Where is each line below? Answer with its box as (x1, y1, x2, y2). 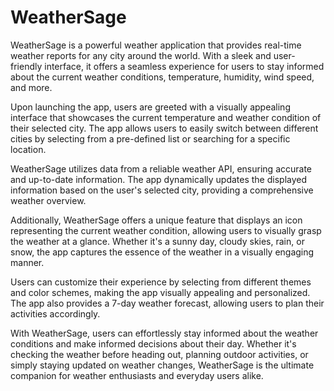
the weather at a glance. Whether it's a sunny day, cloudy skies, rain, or (10, 235, 305, 247)
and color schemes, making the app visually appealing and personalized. (10, 286, 311, 298)
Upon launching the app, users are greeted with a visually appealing (10, 101, 291, 113)
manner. (10, 256, 45, 268)
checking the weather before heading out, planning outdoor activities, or (10, 348, 309, 360)
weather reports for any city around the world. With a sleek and (10, 49, 272, 61)
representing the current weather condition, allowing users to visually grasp (10, 224, 322, 236)
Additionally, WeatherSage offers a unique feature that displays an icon (10, 214, 303, 226)
